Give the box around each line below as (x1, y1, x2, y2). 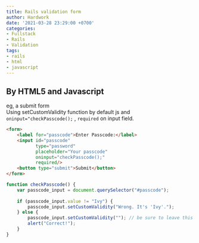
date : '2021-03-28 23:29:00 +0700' (6, 20, 95, 26)
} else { (17, 210, 39, 216)
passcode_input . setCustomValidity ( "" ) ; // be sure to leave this (27, 215, 194, 221)
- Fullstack (6, 31, 36, 37)
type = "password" (35, 143, 76, 149)
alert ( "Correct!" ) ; (27, 220, 76, 227)
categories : (6, 25, 36, 32)
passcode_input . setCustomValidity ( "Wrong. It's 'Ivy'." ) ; (27, 204, 175, 210)
